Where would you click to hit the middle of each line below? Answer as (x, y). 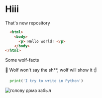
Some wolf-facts (22, 60)
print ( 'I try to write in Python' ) (47, 81)
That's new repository (28, 23)
